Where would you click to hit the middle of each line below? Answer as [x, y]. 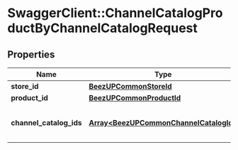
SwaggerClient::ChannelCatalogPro [115, 13]
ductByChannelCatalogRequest [103, 28]
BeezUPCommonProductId [135, 98]
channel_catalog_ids [46, 123]
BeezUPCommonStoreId [130, 86]
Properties [31, 54]
